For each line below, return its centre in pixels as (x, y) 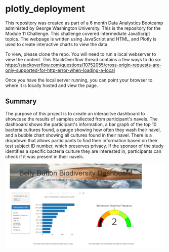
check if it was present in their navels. (45, 156)
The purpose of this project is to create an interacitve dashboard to (75, 113)
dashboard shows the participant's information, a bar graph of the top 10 (81, 124)
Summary (21, 101)
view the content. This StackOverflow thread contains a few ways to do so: (83, 59)
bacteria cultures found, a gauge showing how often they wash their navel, (83, 130)
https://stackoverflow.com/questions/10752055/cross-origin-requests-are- (83, 65)
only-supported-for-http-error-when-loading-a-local (60, 70)
